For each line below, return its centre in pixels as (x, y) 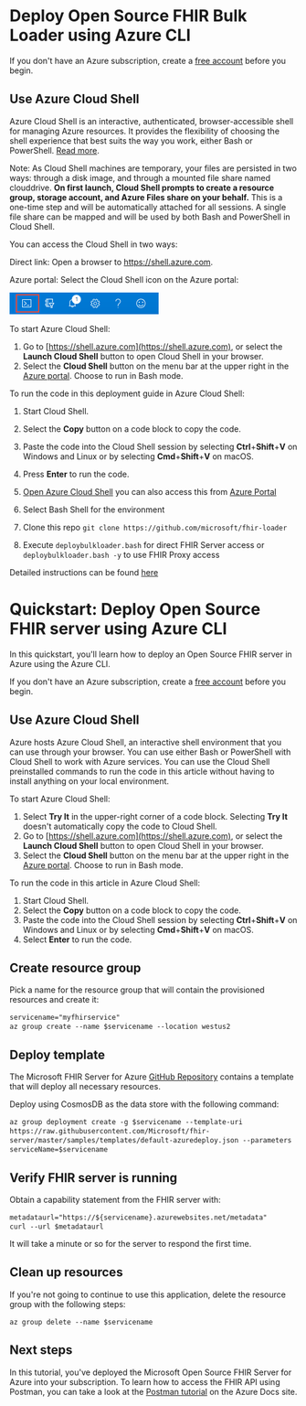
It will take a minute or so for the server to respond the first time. (131, 1243)
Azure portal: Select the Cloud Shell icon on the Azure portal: (124, 279)
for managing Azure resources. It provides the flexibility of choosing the (145, 131)
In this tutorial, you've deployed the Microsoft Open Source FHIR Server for (151, 1372)
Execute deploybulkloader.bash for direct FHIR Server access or (143, 544)
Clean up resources (66, 1272)
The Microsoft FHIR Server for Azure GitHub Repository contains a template (152, 1077)
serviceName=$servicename (58, 1150)
